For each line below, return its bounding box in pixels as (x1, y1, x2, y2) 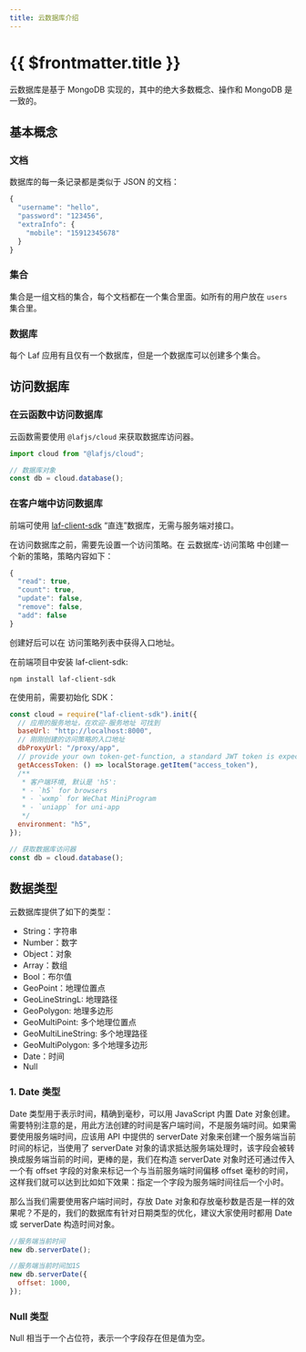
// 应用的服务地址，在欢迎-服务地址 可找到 (17, 718, 161, 727)
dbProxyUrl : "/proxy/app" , (17, 744, 120, 753)
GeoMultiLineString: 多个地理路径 (22, 1028, 148, 1039)
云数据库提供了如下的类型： (9, 907, 114, 918)
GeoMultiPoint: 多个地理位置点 (22, 1017, 137, 1028)
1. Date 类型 (9, 1085, 61, 1098)
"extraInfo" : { (17, 219, 76, 229)
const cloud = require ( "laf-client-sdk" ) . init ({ (9, 709, 198, 719)
